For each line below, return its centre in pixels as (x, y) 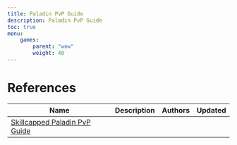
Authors (176, 110)
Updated (211, 110)
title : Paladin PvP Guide (45, 14)
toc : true (22, 27)
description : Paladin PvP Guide (55, 20)
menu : (15, 33)
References (42, 88)
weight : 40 (49, 53)
